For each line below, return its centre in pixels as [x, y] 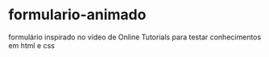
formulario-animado [77, 15]
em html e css [31, 45]
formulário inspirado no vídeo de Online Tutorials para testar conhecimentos [135, 37]
